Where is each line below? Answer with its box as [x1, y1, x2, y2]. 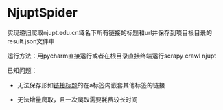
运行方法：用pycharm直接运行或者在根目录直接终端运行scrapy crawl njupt [7, 52, 217, 60]
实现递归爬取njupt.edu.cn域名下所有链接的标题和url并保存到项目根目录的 [7, 28, 213, 36]
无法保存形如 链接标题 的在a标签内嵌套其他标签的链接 [16, 80, 165, 89]
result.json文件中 [7, 36, 55, 45]
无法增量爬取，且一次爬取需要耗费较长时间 [16, 95, 138, 104]
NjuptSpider [7, 5, 78, 21]
